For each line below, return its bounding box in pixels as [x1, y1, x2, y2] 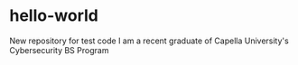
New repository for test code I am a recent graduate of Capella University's [9, 35, 289, 46]
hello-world [9, 5, 99, 26]
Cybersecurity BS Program [9, 44, 109, 55]
